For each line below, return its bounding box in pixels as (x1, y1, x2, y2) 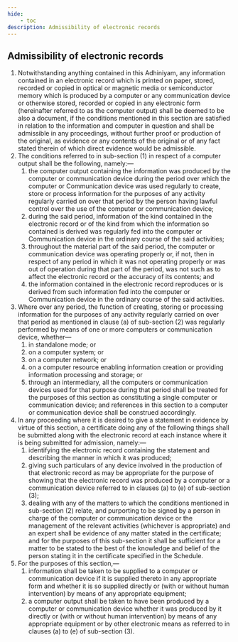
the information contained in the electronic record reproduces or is (28, 280, 224, 288)
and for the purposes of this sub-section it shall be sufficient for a (28, 537, 221, 545)
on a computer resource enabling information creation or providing (28, 363, 224, 371)
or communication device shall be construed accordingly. (28, 408, 197, 417)
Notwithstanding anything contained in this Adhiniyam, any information (17, 69, 226, 77)
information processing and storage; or (28, 371, 144, 379)
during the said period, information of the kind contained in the (28, 212, 212, 221)
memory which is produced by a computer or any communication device (17, 92, 231, 100)
